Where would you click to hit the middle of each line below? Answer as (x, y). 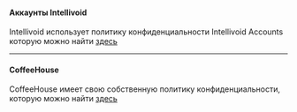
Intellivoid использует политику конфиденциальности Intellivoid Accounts (146, 32)
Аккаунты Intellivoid (48, 12)
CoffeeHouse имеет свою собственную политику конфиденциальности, (145, 89)
